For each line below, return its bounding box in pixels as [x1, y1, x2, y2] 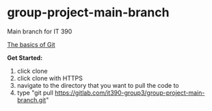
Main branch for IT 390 [7, 27, 72, 35]
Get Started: [7, 53, 43, 62]
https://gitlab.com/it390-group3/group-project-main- [54, 89, 205, 97]
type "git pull [16, 89, 53, 97]
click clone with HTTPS [16, 74, 83, 82]
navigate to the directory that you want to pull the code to [16, 81, 179, 89]
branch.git [16, 95, 47, 104]
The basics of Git [7, 40, 56, 48]
